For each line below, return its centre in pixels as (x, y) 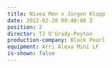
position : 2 (25, 27)
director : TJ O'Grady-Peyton (50, 34)
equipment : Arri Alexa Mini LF (53, 47)
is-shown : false (31, 54)
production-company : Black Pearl (56, 40)
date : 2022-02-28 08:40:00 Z (50, 21)
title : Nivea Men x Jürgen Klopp (56, 14)
